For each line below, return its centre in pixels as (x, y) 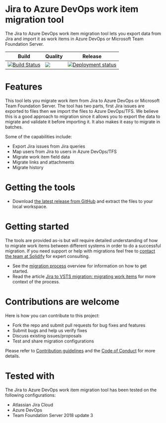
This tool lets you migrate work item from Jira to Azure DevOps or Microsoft (83, 100)
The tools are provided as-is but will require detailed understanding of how (82, 240)
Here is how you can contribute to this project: (53, 315)
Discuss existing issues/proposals (47, 336)
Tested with (30, 376)
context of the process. (36, 281)
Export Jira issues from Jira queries (49, 146)
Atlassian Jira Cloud (33, 405)
